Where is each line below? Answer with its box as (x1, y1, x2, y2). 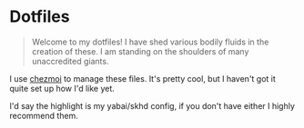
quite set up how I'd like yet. (9, 83, 116, 94)
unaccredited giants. (31, 55, 109, 66)
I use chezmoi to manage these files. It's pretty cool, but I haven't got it (9, 73, 276, 84)
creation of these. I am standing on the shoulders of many (31, 45, 249, 56)
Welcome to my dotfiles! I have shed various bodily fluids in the (31, 36, 269, 47)
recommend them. (9, 110, 79, 121)
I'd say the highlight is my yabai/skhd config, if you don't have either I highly (9, 100, 296, 111)
